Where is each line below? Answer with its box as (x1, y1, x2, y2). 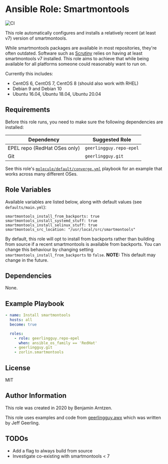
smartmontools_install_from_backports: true (5, 214, 100, 219)
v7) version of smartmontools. (5, 35, 68, 41)
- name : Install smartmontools (5, 313, 71, 318)
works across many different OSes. (5, 171, 78, 177)
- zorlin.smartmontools (14, 350, 64, 355)
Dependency (28, 136, 60, 143)
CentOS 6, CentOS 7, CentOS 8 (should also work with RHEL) (12, 80, 139, 86)
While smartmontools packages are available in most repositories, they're (5, 45, 157, 51)
